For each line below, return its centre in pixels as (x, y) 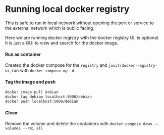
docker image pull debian (32, 92)
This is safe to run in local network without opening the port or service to (80, 23)
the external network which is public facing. (50, 28)
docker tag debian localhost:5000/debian (49, 97)
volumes (13, 129)
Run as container (23, 54)
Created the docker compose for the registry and (56, 65)
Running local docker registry (67, 9)
